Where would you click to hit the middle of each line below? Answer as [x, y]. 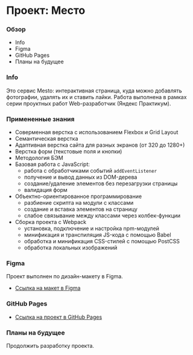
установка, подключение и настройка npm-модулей [92, 229]
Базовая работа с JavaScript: [52, 164]
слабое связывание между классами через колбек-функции [102, 216]
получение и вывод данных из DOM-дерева [81, 177]
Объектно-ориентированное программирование [78, 196]
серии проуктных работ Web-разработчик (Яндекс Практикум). [89, 103]
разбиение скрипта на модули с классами [79, 203]
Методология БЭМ [39, 158]
